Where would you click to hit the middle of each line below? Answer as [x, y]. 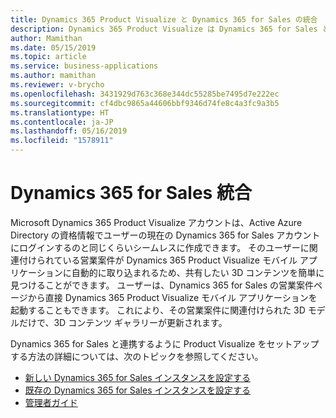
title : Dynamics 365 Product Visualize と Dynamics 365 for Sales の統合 [164, 19]
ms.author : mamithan [53, 76]
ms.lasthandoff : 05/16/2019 [69, 131]
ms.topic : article [48, 57]
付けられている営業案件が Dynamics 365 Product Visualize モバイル [158, 260]
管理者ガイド [51, 402]
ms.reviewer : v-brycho [57, 85]
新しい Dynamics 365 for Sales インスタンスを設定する [137, 377]
